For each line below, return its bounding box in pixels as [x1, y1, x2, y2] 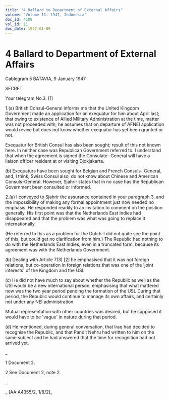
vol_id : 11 [5, 21, 28, 27]
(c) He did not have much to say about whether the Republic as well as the [5, 277, 160, 283]
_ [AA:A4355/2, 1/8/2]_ [5, 389, 52, 395]
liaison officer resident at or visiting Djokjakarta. [5, 158, 104, 164]
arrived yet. [5, 340, 29, 346]
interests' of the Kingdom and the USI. [5, 267, 85, 274]
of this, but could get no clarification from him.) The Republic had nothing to [5, 236, 163, 242]
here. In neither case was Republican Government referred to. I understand [5, 148, 161, 154]
